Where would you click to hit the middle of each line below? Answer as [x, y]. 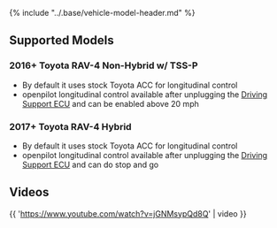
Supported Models [62, 40]
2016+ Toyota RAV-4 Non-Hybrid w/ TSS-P [104, 65]
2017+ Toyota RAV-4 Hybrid [70, 126]
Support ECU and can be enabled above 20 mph [110, 103]
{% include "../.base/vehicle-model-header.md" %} [103, 13]
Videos [29, 192]
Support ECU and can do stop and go [90, 164]
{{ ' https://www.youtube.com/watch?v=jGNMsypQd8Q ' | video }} [128, 213]
